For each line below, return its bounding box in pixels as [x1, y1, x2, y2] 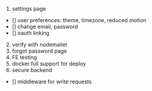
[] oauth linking [11, 29, 50, 37]
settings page [11, 5, 46, 12]
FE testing [11, 54, 37, 60]
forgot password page [11, 47, 67, 54]
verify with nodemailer [11, 41, 68, 48]
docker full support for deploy [11, 60, 86, 67]
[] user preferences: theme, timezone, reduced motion [11, 17, 147, 23]
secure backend [11, 66, 52, 74]
